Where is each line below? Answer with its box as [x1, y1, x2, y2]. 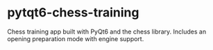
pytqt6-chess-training [7, 5, 139, 21]
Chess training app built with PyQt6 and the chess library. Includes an [7, 27, 207, 36]
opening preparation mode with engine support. [7, 34, 144, 42]
